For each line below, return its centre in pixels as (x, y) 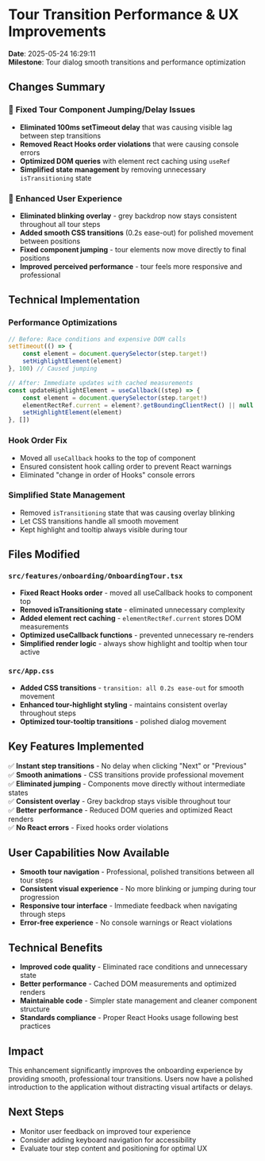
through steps (42, 914)
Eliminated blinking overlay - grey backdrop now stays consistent (128, 216)
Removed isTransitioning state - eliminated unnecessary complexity (132, 610)
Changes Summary (57, 87)
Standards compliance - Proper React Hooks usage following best (129, 1018)
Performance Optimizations (63, 322)
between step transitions (60, 135)
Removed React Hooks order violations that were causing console (129, 144)
